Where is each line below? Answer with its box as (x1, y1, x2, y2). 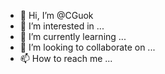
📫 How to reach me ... (19, 53, 113, 64)
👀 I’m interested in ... (19, 20, 105, 32)
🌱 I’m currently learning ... (19, 31, 127, 42)
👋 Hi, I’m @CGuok (19, 10, 94, 21)
